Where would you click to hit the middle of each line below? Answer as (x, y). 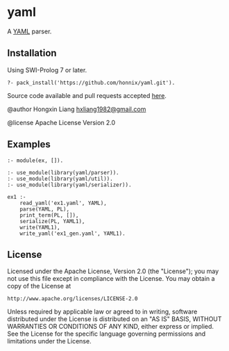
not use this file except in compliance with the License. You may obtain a (111, 279)
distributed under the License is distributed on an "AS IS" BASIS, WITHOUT (114, 319)
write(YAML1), (40, 227)
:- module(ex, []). (35, 161)
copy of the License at (39, 286)
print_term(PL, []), (49, 215)
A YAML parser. (29, 31)
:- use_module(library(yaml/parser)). (63, 172)
